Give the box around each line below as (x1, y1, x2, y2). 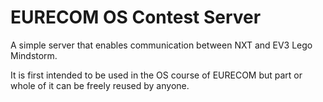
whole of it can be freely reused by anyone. (10, 79, 190, 91)
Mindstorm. (10, 49, 58, 61)
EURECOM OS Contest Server (10, 6, 262, 29)
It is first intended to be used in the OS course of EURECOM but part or (10, 69, 303, 81)
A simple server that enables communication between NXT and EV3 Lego (10, 39, 313, 51)
